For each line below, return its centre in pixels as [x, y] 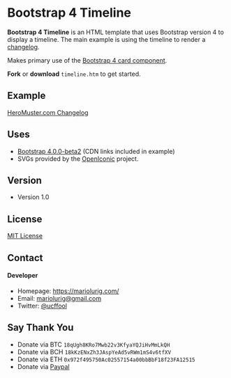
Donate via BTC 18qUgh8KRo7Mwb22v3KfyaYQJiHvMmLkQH [94, 344]
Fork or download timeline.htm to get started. [74, 74]
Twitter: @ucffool [42, 306]
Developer [23, 276]
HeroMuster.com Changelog [48, 112]
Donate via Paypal [43, 366]
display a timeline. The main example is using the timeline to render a [106, 39]
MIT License [25, 236]
